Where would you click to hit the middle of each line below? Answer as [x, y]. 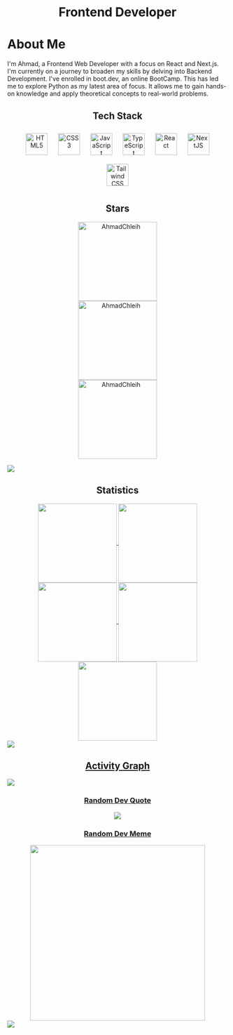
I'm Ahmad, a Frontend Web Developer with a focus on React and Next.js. [113, 64]
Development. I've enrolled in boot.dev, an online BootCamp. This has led [113, 79]
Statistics [118, 490]
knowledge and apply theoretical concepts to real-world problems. [112, 94]
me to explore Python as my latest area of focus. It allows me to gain [106, 86]
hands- [216, 86]
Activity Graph [118, 766]
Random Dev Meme [118, 833]
